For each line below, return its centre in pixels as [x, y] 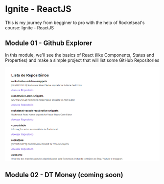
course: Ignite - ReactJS [29, 27]
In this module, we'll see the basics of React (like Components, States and [80, 55]
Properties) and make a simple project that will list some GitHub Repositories [82, 60]
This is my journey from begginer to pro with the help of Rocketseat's [75, 23]
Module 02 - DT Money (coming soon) [64, 175]
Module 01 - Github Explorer [49, 43]
